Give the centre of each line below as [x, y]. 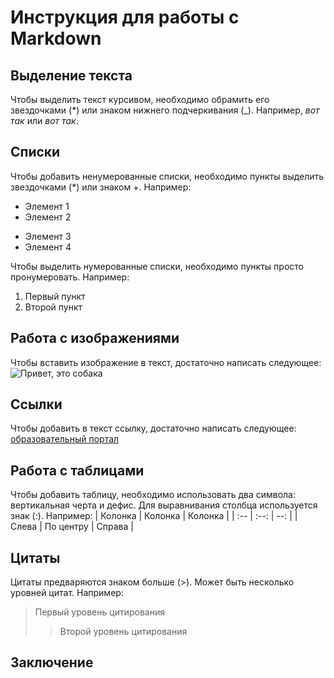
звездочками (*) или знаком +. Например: [101, 187]
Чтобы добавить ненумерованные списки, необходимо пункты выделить [167, 176]
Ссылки [36, 404]
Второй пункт [53, 307]
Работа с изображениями [95, 338]
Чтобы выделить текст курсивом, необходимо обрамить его [140, 99]
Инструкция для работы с [125, 17]
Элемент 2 [48, 217]
